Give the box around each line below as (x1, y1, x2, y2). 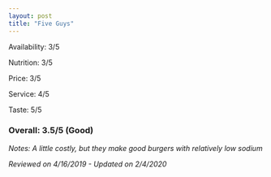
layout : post (8, 11, 53, 20)
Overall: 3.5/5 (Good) (8, 125, 94, 136)
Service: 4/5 (8, 88, 50, 98)
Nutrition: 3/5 (8, 58, 53, 67)
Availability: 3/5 (8, 41, 60, 51)
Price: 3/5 (8, 73, 41, 83)
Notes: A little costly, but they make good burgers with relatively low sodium (8, 143, 263, 153)
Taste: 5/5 (8, 105, 42, 114)
